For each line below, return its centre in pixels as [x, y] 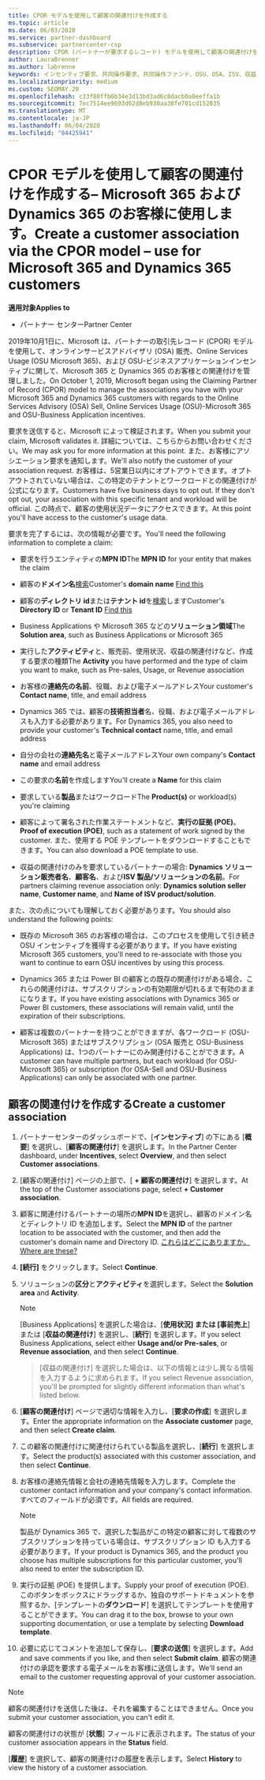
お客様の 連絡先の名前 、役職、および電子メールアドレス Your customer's [136, 686]
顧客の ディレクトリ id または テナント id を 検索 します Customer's [122, 600]
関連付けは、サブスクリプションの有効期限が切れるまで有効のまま [147, 989]
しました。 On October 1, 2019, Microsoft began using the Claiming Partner [136, 381]
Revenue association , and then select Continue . [99, 1352]
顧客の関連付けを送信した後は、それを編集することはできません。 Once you [131, 1709]
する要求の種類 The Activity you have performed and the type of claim [134, 661]
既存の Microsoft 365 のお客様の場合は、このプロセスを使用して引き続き [138, 935]
